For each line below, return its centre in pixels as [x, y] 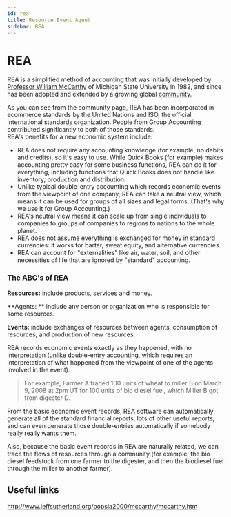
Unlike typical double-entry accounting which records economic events [119, 187]
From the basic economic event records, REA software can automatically [110, 411]
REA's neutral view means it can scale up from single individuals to [112, 216]
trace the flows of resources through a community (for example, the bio [109, 454]
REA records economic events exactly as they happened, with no [99, 347]
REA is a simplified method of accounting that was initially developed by [109, 79]
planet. [27, 231]
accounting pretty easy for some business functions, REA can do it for [117, 165]
